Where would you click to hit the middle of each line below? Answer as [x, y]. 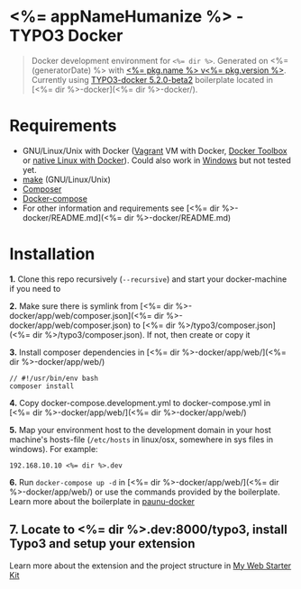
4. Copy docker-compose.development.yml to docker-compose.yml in [140, 403]
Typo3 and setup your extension [102, 544]
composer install [42, 386]
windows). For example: [54, 449]
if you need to [35, 288]
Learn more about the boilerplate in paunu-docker [102, 501]
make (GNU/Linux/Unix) [66, 179]
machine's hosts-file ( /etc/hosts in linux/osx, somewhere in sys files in [141, 439]
